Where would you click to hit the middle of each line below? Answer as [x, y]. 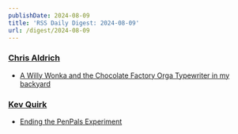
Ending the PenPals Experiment [71, 121]
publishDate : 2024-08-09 [49, 15]
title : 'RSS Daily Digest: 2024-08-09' [74, 23]
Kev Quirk [28, 104]
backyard [35, 83]
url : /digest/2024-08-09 [49, 30]
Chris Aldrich [34, 58]
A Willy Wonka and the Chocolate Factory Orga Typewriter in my [125, 75]
